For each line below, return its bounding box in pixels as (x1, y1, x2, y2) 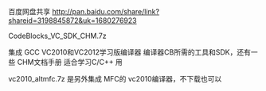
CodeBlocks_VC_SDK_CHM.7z (8, 31, 107, 40)
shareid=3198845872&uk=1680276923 (8, 16, 137, 25)
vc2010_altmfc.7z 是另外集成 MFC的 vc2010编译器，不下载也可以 (8, 74, 222, 83)
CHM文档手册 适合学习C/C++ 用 (17, 58, 123, 66)
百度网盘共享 (8, 7, 50, 16)
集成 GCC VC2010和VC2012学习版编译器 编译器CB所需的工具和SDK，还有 (8, 47, 251, 57)
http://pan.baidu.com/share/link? (51, 7, 160, 16)
